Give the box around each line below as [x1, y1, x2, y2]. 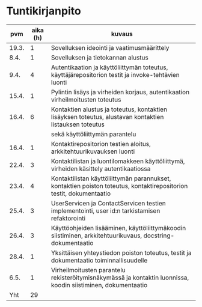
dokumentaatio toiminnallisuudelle [50, 256, 148, 264]
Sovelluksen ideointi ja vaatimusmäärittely [50, 43, 170, 52]
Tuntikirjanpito [6, 4, 81, 18]
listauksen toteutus [50, 120, 105, 129]
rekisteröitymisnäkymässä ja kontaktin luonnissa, [50, 273, 189, 282]
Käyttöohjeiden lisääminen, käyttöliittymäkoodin [50, 223, 186, 232]
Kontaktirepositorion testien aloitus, [50, 139, 151, 148]
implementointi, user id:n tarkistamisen [50, 206, 161, 214]
